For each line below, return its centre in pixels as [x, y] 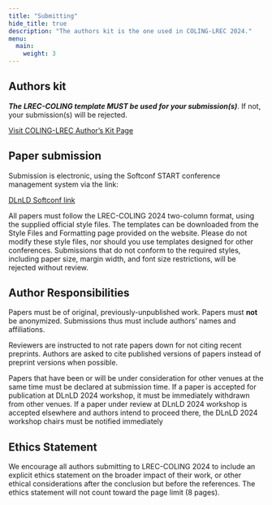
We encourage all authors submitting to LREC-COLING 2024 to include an [132, 467]
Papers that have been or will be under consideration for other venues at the [136, 378]
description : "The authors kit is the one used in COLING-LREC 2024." [130, 31]
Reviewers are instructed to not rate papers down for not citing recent [125, 345]
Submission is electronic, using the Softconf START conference [114, 175]
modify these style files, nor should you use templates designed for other [131, 241]
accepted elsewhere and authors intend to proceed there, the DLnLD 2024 [133, 413]
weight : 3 [40, 54]
